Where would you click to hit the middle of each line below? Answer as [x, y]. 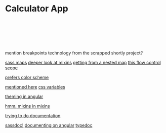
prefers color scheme [27, 77]
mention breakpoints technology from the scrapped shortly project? [74, 53]
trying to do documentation [33, 115]
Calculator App [37, 9]
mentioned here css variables [35, 87]
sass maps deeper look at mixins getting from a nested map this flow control [83, 62]
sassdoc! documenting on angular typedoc [49, 125]
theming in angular [24, 96]
